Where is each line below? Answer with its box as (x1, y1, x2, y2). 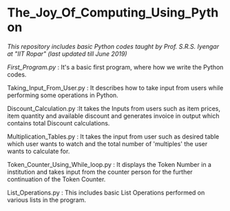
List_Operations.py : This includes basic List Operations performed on (7, 188, 205, 197)
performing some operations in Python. (7, 91, 118, 99)
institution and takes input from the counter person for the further (7, 168, 193, 176)
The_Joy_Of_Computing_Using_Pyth (7, 5, 219, 21)
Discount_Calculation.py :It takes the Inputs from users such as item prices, (7, 104, 220, 112)
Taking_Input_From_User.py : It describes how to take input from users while (7, 83, 224, 92)
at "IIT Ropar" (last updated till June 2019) (7, 50, 127, 58)
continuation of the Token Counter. (7, 174, 106, 183)
